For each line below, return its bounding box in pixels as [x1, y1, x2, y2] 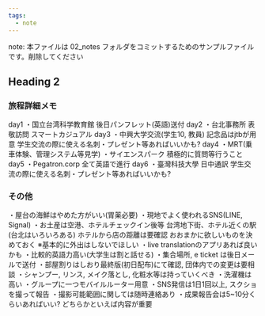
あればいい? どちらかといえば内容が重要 [21, 299, 153, 309]
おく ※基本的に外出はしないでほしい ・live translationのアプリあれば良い [21, 240, 258, 249]
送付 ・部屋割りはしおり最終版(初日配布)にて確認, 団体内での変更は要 [21, 260, 248, 269]
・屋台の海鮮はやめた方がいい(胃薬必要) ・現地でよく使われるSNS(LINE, [8, 211, 243, 220]
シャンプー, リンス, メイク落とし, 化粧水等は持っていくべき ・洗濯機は [23, 270, 252, 280]
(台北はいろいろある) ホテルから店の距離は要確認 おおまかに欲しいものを [8, 230, 247, 240]
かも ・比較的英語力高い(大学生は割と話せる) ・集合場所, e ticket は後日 [8, 250, 241, 260]
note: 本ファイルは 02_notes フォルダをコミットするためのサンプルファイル [8, 41, 255, 51]
